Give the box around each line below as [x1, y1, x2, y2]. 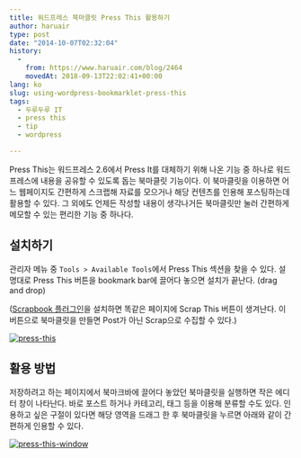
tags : [9, 96, 30, 106]
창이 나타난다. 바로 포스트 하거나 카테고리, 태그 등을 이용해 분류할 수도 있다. [18, 398, 282, 409]
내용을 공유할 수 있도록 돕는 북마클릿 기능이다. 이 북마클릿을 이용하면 [40, 175, 280, 185]
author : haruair [9, 22, 70, 31]
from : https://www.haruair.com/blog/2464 [25, 64, 182, 73]
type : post [9, 30, 50, 39]
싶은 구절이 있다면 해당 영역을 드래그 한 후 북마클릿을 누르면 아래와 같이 [32, 409, 283, 419]
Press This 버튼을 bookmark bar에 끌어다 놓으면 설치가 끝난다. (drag [32, 274, 278, 285]
